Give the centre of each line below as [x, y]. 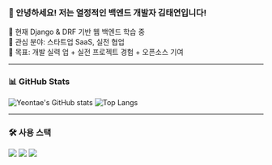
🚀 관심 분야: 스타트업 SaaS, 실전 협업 [67, 42]
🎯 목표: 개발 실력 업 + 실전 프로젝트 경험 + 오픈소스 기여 [96, 52]
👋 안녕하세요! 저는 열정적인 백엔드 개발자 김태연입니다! [108, 12]
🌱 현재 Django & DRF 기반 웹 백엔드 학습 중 [77, 32]
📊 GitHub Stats [39, 82]
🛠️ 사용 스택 [30, 133]
